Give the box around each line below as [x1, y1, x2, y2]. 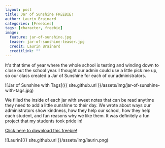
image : [5, 30, 19, 35]
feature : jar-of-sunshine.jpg [9, 35, 71, 40]
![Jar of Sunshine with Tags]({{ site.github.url [5, 82, 97, 88]
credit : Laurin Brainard [9, 44, 61, 49]
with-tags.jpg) [5, 87, 34, 93]
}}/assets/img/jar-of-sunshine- [98, 82, 160, 88]
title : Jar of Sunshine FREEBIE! [5, 12, 74, 17]
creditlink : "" [9, 48, 41, 53]
